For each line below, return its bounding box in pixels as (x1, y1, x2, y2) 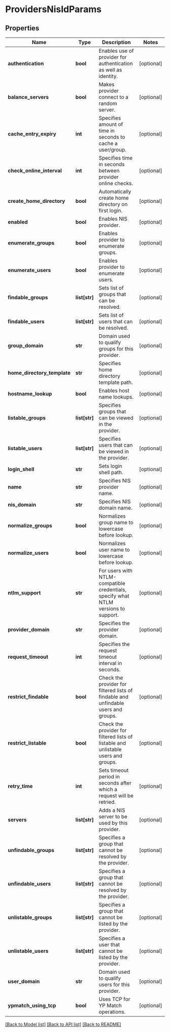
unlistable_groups (8, 914, 52, 921)
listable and (98, 739, 126, 746)
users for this (98, 981, 130, 988)
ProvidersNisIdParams (5, 4, 102, 15)
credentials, (98, 586, 126, 593)
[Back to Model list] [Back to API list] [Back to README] (5, 1021, 121, 1027)
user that (98, 941, 120, 948)
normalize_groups (8, 522, 53, 529)
